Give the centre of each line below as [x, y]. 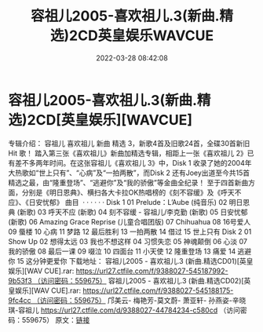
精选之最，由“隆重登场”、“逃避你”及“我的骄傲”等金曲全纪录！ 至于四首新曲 [128, 182]
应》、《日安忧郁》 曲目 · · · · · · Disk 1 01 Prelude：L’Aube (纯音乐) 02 [118, 202]
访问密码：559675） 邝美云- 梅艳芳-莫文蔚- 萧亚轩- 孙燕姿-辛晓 [143, 300]
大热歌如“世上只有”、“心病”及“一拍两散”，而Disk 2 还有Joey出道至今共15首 [129, 173]
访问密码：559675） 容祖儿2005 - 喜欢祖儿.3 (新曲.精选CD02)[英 [146, 280]
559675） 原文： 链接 [56, 319]
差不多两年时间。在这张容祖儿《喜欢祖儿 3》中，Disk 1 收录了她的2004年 [133, 162]
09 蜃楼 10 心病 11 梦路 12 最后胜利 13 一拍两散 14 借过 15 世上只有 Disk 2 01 [130, 232]
